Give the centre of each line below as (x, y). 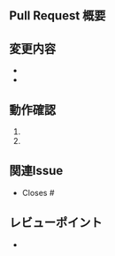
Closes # (38, 192)
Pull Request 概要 (57, 16)
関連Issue (36, 171)
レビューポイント (56, 223)
